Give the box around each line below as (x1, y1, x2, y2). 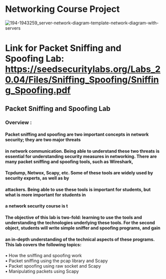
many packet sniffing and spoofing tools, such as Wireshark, (5, 159, 133, 165)
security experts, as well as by (5, 175, 69, 181)
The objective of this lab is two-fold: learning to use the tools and (5, 215, 142, 220)
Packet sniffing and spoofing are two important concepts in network (5, 131, 149, 137)
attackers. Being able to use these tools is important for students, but (5, 186, 151, 192)
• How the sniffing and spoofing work (5, 253, 82, 259)
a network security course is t (5, 203, 68, 209)
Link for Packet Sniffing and (5, 43, 121, 54)
